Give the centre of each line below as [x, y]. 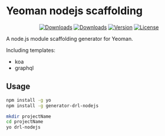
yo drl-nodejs [24, 127]
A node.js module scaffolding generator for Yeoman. [70, 38]
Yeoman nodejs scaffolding [75, 11]
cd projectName [25, 122]
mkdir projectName [29, 116]
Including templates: [31, 50]
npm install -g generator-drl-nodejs [52, 106]
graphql [24, 68]
